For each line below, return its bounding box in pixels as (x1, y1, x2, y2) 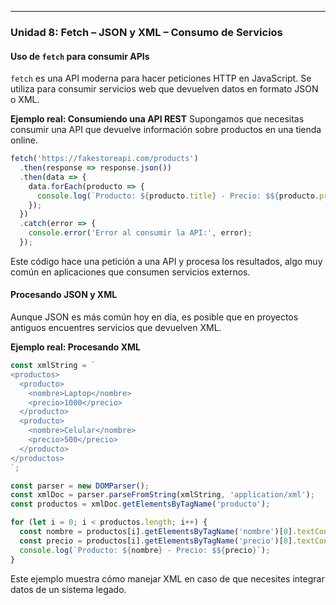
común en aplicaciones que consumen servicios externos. (10, 266, 251, 278)
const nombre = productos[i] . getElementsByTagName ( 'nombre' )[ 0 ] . (19, 527, 298, 537)
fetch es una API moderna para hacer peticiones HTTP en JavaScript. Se (10, 72, 312, 85)
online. (10, 134, 38, 146)
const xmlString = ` (10, 361, 97, 371)
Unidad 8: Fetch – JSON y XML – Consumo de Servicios (10, 25, 283, 39)
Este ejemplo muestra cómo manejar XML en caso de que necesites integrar (10, 572, 325, 585)
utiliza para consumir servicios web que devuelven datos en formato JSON (10, 83, 319, 95)
